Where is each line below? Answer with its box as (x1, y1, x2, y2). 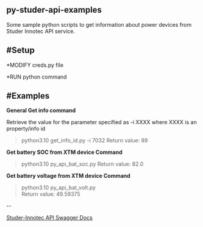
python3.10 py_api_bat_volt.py (21, 184, 96, 191)
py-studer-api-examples (6, 5, 102, 15)
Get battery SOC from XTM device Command (6, 148, 123, 156)
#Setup (6, 45, 35, 55)
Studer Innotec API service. (6, 27, 75, 35)
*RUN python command (6, 73, 67, 80)
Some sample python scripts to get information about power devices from (6, 21, 192, 28)
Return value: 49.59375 (21, 190, 80, 198)
